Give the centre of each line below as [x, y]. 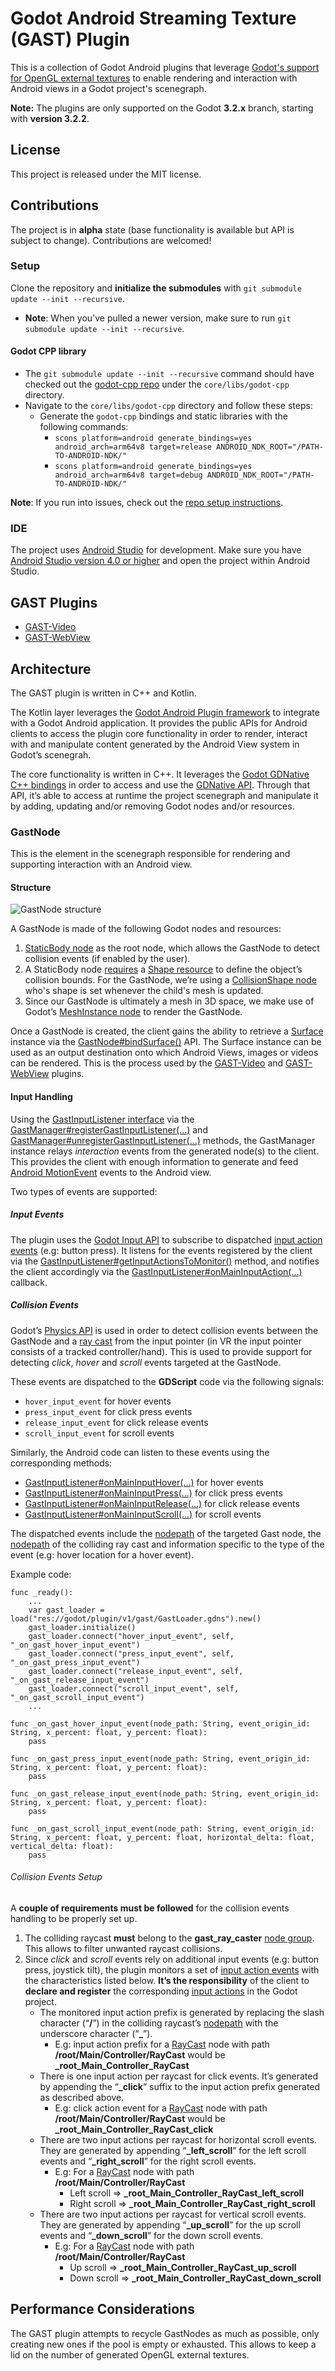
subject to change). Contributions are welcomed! [111, 240]
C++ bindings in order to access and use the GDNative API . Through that [160, 784]
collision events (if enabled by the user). [107, 959]
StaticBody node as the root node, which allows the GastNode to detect [172, 948]
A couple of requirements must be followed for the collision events [150, 1908]
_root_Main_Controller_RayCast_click [134, 2129]
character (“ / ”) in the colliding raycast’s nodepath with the [159, 2023]
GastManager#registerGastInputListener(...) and [109, 1129]
